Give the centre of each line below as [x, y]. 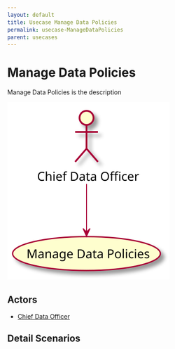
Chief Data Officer [43, 316]
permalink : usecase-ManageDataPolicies [65, 30]
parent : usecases [33, 37]
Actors [22, 299]
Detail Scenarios [44, 339]
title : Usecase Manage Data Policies [62, 22]
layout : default [31, 15]
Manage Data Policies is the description [64, 92]
